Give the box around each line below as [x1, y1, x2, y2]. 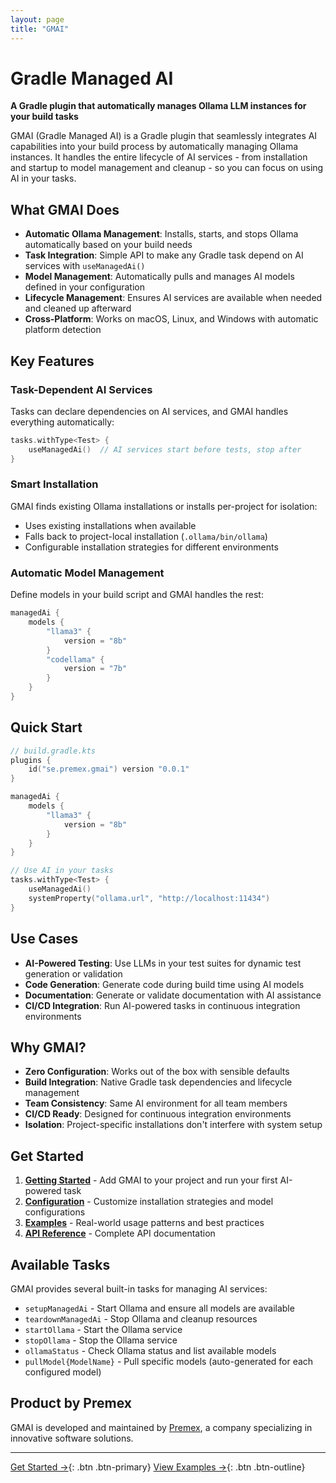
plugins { [10, 755, 52, 765]
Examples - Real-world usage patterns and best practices [24, 1217, 265, 1229]
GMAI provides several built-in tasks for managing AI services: [10, 1282, 268, 1295]
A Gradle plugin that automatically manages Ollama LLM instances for [10, 100, 307, 112]
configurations [24, 1206, 86, 1218]
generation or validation [24, 967, 123, 980]
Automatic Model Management [10, 566, 165, 580]
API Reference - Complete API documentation [24, 1227, 216, 1240]
